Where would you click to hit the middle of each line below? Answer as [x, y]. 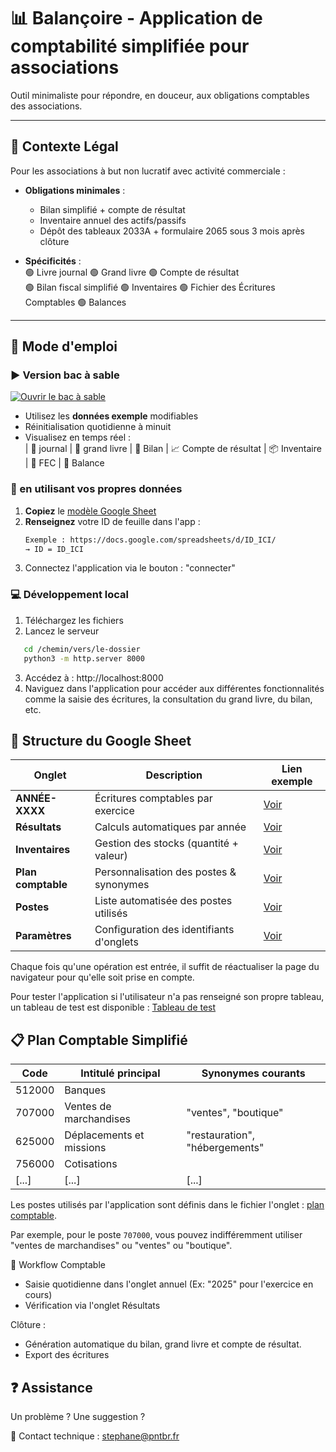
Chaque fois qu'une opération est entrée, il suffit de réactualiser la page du [165, 967]
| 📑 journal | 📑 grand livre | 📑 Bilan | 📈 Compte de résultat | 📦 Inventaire [173, 449]
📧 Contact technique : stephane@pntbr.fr [95, 1436]
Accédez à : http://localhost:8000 [94, 677]
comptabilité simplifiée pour [130, 46]
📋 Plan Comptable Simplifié [99, 1040]
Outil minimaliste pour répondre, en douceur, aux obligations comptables [160, 95]
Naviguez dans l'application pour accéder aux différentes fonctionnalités [174, 688]
